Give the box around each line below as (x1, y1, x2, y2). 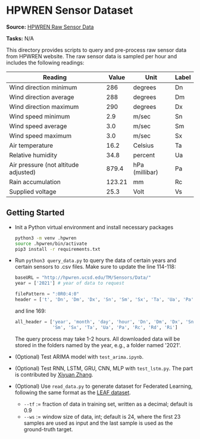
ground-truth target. (23, 425, 73, 432)
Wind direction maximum (9, 102, 79, 111)
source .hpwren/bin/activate (14, 241, 87, 247)
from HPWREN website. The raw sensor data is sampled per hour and (6, 52, 177, 60)
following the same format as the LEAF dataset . (14, 388, 131, 396)
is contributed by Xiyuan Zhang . (14, 370, 93, 378)
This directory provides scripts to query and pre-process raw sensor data (6, 46, 187, 54)
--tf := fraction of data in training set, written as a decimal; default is (23, 400, 193, 407)
